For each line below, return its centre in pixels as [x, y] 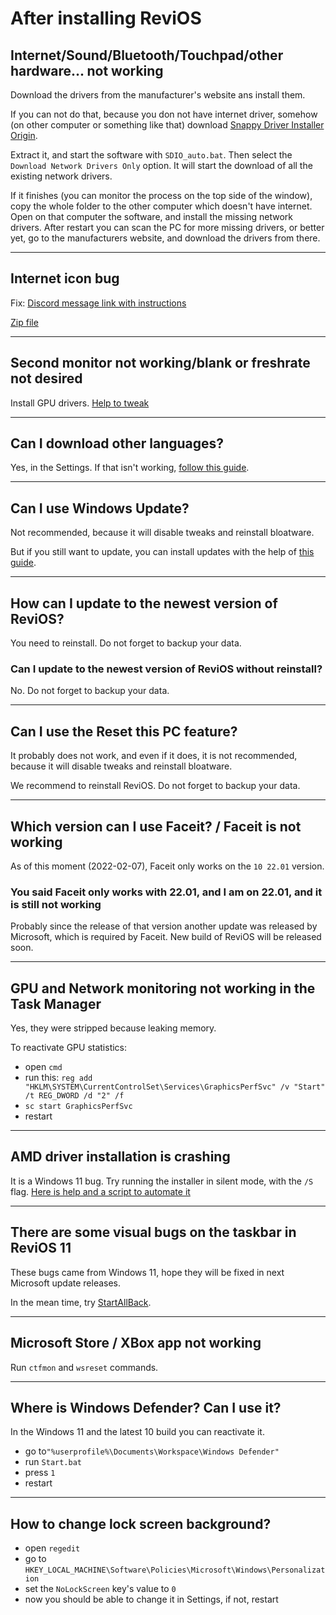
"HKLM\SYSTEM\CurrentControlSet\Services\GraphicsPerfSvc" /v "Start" [175, 1087]
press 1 [40, 1473]
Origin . [24, 135]
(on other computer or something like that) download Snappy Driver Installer [167, 125]
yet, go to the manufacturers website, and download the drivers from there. [165, 238]
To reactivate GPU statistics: [69, 1048]
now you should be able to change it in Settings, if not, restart [151, 1599]
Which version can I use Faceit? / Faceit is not [156, 826]
